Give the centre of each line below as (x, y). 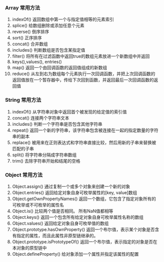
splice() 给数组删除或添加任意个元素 (48, 26)
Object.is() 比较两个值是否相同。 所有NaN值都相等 (63, 211)
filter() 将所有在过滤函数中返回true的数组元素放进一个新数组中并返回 (81, 56)
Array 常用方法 (23, 7)
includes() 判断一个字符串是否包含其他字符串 (57, 124)
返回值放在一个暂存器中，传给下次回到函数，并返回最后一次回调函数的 (83, 80)
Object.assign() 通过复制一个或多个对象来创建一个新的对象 (71, 186)
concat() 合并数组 (30, 44)
